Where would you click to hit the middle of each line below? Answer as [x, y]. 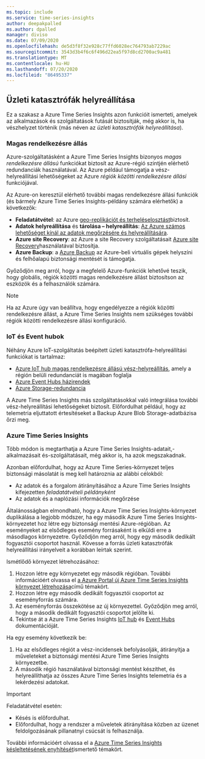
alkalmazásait [24, 455]
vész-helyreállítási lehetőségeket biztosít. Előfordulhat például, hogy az [96, 407]
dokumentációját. [37, 625]
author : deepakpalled [34, 23]
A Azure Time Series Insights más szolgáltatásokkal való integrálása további [102, 400]
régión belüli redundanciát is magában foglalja [73, 375]
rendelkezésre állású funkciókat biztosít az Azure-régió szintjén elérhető [98, 163]
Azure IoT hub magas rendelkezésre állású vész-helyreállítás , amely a [103, 368]
